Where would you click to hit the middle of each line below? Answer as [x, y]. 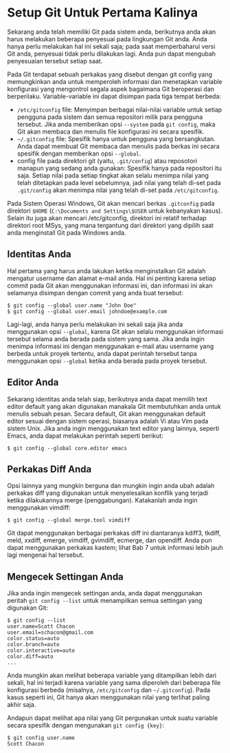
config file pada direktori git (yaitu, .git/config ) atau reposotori [107, 160]
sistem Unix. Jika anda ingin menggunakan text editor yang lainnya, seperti [113, 428]
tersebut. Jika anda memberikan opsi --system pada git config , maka [116, 124]
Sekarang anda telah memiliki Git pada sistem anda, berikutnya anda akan [112, 32]
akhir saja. [22, 705]
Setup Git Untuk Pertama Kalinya [102, 13]
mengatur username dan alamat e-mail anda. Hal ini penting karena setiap [112, 278]
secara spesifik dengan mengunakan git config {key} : [86, 725]
